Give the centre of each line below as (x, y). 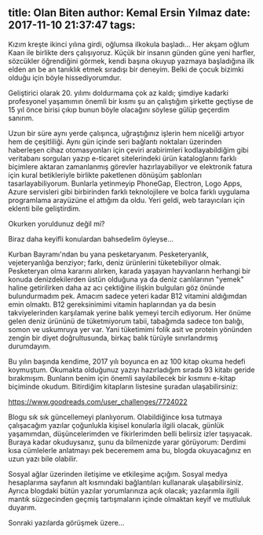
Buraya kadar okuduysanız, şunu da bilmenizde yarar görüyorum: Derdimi (127, 442)
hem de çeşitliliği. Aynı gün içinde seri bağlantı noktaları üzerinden (115, 142)
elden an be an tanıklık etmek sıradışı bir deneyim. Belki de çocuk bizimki (126, 69)
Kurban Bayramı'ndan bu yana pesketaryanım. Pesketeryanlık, (109, 254)
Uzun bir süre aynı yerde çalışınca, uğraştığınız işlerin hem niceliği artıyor (126, 133)
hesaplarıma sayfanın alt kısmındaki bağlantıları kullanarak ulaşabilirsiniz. (126, 482)
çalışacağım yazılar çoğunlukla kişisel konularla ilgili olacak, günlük (116, 425)
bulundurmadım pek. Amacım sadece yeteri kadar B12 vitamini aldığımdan (128, 296)
